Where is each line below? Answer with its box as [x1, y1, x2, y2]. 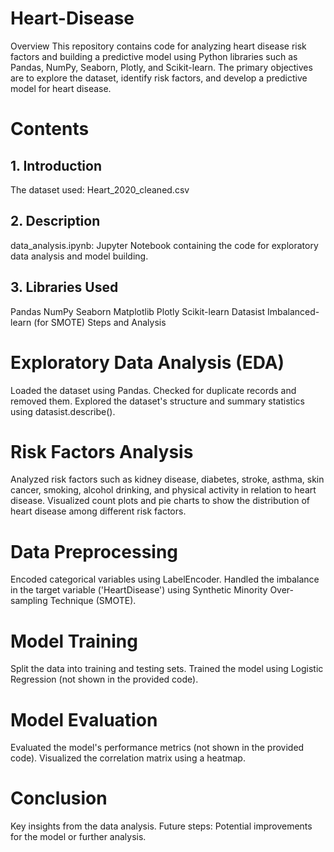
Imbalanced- [266, 305, 320, 317]
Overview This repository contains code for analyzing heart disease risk [10, 40, 307, 52]
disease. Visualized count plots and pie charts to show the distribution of [10, 495, 310, 507]
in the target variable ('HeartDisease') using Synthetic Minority [10, 584, 268, 596]
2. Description [10, 213, 101, 230]
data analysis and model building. [10, 250, 149, 262]
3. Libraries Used [10, 279, 119, 296]
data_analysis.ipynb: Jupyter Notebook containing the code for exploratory [10, 239, 319, 251]
